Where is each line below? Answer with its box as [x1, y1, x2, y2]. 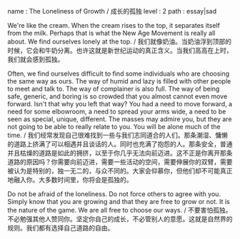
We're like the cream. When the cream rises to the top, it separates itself [7, 21, 220, 29]
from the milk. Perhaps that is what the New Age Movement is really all [7, 29, 216, 37]
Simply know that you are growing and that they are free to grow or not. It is [7, 198, 230, 205]
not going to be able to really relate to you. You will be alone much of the [7, 123, 221, 131]
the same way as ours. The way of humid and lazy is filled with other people [7, 77, 231, 85]
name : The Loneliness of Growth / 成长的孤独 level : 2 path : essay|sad [7, 7, 217, 15]
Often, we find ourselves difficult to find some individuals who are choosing [7, 69, 230, 78]
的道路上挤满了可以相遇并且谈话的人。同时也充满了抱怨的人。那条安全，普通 [7, 140, 233, 148]
